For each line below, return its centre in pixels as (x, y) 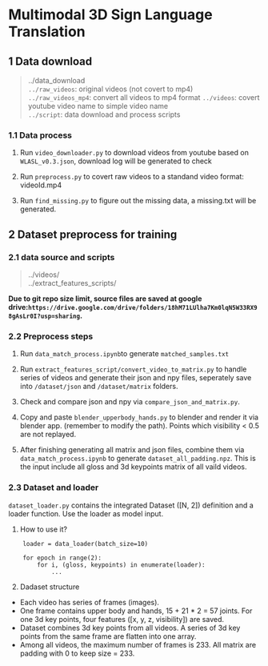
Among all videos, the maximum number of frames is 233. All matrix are (138, 644)
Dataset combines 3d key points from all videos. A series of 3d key (130, 628)
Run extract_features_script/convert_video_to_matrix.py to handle (133, 369)
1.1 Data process (40, 135)
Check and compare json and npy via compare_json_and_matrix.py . (130, 402)
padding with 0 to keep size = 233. (77, 653)
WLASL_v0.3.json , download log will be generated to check (116, 161)
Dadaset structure (50, 587)
